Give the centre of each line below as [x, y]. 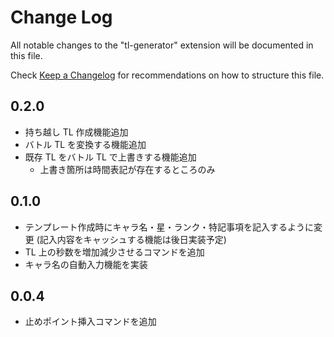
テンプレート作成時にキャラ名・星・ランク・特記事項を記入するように [169, 227]
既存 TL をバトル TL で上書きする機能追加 [110, 157]
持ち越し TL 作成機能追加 [76, 132]
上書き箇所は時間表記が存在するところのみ [127, 169]
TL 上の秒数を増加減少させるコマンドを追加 [114, 252]
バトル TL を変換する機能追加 [85, 144]
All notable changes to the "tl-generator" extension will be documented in [162, 45]
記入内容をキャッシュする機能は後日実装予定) [133, 239]
